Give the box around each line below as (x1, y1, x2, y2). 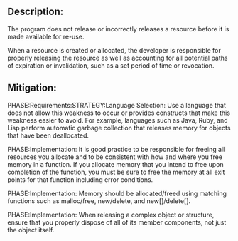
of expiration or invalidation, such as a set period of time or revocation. (7, 61, 215, 70)
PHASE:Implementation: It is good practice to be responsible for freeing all (7, 145, 225, 153)
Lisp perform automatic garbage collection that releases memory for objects (7, 123, 231, 132)
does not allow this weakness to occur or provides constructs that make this (7, 108, 231, 117)
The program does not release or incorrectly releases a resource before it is (7, 24, 229, 33)
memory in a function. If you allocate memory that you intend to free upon (7, 160, 224, 168)
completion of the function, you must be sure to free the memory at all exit (7, 168, 225, 176)
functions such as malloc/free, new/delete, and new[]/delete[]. (7, 196, 190, 205)
